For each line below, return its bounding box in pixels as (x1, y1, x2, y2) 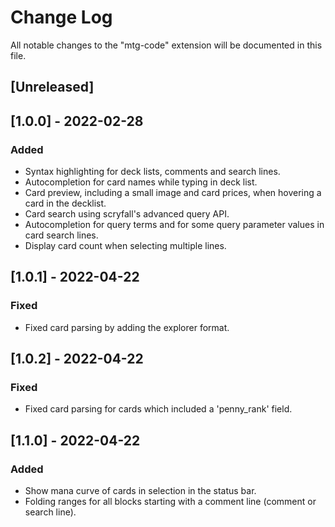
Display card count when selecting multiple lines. (24, 240, 227, 252)
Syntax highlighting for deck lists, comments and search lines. (24, 166, 281, 178)
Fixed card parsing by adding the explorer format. (24, 321, 230, 333)
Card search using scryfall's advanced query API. (24, 208, 230, 220)
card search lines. (24, 229, 99, 241)
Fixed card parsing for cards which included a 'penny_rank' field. (24, 403, 293, 415)
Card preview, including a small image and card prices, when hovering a (24, 187, 322, 199)
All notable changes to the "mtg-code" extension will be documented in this (10, 39, 323, 51)
